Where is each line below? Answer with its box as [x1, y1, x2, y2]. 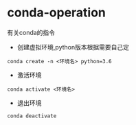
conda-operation [7, 5, 106, 21]
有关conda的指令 [7, 28, 56, 36]
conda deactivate [7, 112, 57, 120]
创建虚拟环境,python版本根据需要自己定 [16, 43, 129, 51]
